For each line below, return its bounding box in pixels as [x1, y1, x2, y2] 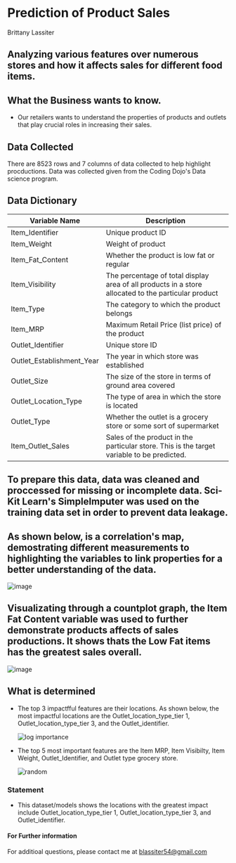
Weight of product [105, 239, 166, 249]
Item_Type [11, 304, 45, 313]
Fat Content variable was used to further [7, 614, 188, 625]
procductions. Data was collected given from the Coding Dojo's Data [7, 167, 206, 175]
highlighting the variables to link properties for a [7, 552, 223, 564]
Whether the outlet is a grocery [105, 412, 209, 422]
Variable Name [29, 216, 81, 226]
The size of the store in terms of [105, 371, 211, 381]
